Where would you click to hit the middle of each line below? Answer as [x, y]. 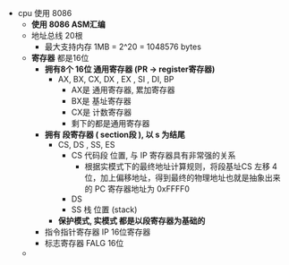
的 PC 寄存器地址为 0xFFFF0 [137, 189]
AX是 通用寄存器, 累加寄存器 [123, 90]
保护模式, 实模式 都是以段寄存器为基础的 [132, 221]
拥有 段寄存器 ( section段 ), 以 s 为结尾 [115, 134]
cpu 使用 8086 [45, 13]
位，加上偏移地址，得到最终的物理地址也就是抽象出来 [183, 178]
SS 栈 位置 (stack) [104, 209]
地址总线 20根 [57, 35]
